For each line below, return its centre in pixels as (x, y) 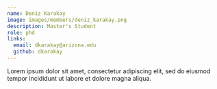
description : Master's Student (52, 26)
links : (16, 39)
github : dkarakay (38, 52)
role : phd (21, 33)
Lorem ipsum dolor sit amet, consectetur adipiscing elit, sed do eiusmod (109, 71)
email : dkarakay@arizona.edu (55, 45)
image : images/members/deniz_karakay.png (67, 20)
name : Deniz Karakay (37, 13)
